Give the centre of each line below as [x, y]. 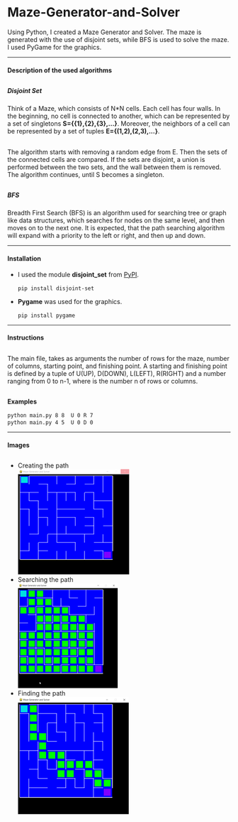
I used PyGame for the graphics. [55, 47]
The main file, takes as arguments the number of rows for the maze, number [119, 358]
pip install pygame [46, 315]
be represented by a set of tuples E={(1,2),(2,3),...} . [84, 131]
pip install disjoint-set [56, 288]
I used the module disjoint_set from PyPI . [78, 274]
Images [18, 445]
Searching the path [45, 580]
